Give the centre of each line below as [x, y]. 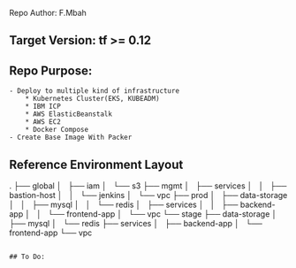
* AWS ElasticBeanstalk [69, 114]
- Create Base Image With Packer [71, 138]
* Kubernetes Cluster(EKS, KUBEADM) [93, 99]
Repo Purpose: [51, 70]
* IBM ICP [43, 107]
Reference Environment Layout [96, 164]
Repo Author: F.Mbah [48, 13]
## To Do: [27, 257]
